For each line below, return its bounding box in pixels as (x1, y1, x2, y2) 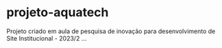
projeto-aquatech (6, 5, 109, 20)
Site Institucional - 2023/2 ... (6, 34, 87, 42)
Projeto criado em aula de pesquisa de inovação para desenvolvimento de (6, 27, 216, 35)
